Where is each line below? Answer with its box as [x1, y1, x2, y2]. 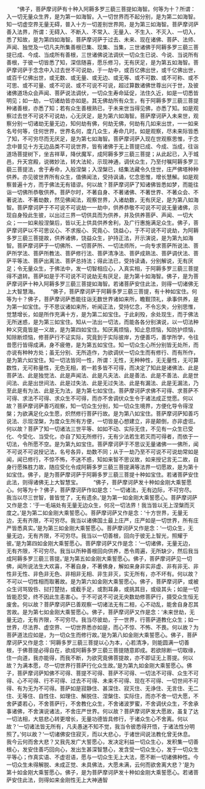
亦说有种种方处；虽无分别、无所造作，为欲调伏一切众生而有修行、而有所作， [6, 349, 199, 356]
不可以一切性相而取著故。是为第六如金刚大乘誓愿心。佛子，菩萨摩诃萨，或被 [6, 578, 199, 585]
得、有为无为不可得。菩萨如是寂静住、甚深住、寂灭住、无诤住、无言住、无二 [6, 685, 199, 692]
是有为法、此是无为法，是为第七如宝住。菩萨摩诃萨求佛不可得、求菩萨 [16, 387, 193, 394]
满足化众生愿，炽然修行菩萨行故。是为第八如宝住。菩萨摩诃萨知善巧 [27, 410, 199, 417]
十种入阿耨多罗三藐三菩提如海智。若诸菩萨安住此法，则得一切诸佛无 [27, 280, 199, 287]
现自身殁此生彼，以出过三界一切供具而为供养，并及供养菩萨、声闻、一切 [6, 211, 188, 219]
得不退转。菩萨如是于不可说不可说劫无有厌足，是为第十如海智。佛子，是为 [6, 272, 193, 280]
